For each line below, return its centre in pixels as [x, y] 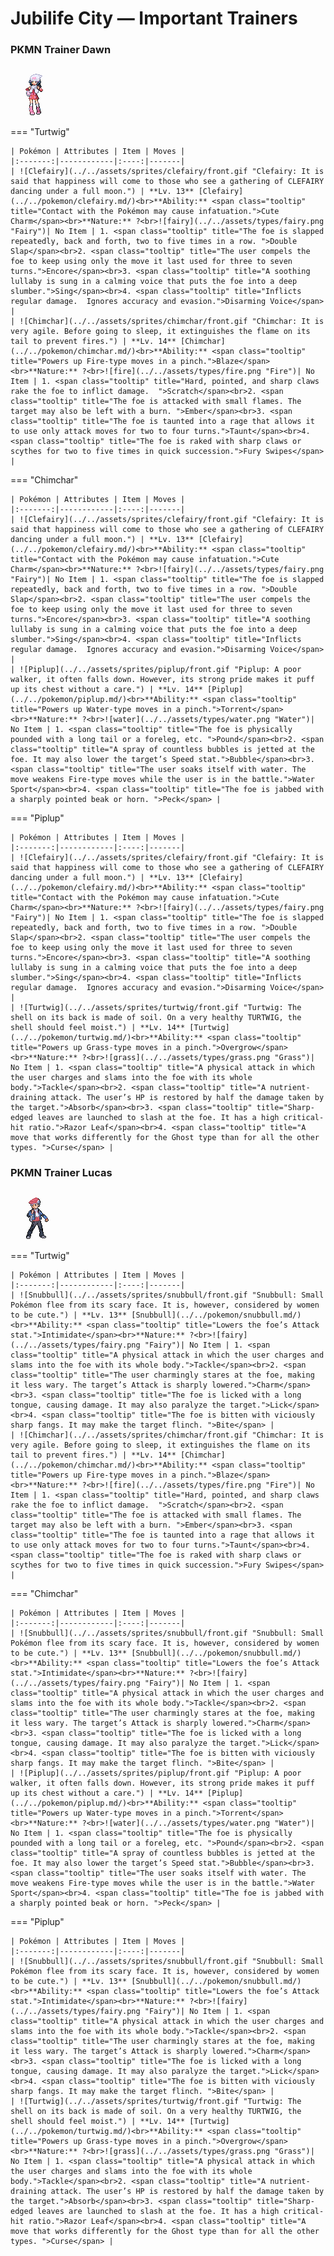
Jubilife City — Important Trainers [154, 18]
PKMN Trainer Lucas [61, 1173]
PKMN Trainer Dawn [61, 50]
